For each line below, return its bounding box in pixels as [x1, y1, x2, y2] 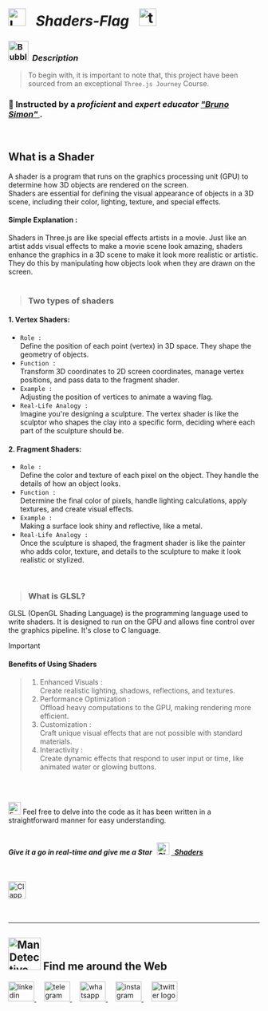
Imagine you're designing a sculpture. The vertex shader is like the [19, 409, 239, 418]
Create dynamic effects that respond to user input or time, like [39, 753, 244, 763]
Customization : [39, 719, 92, 729]
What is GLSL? [27, 590, 86, 602]
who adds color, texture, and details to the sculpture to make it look [19, 547, 242, 556]
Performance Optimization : [39, 694, 131, 704]
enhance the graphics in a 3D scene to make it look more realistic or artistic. [8, 250, 258, 259]
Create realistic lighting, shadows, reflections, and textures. [39, 685, 235, 695]
